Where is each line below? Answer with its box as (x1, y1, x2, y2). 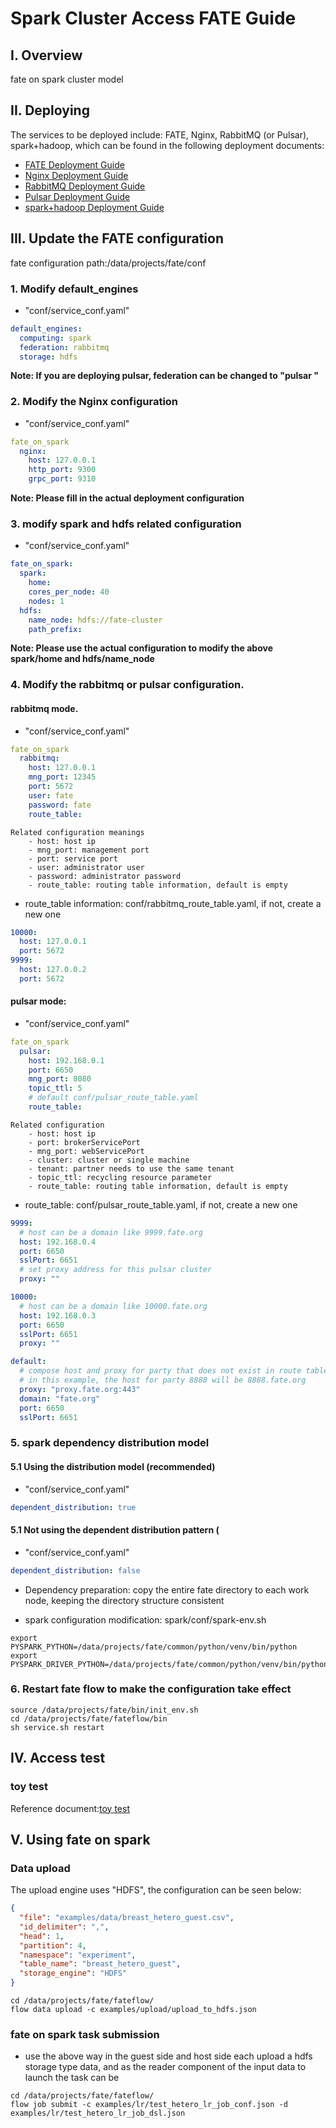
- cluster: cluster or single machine (28, 1155, 190, 1165)
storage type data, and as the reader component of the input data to (24, 2061, 307, 2073)
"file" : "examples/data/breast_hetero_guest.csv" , (19, 1913, 235, 1923)
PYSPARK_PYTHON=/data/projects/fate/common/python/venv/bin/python (10, 1642, 298, 1652)
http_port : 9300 (28, 465, 97, 475)
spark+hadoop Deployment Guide (24, 201, 165, 213)
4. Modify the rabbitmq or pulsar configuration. (10, 678, 245, 692)
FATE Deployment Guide (24, 158, 125, 171)
